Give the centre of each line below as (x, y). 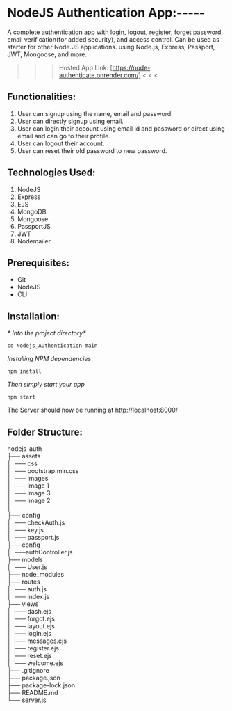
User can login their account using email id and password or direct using (121, 128)
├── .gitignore (28, 670)
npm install (24, 372)
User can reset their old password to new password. (92, 150)
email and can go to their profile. (64, 136)
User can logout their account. (61, 143)
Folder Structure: (45, 432)
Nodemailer (34, 241)
